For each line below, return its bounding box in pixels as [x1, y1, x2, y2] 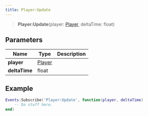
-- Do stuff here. [14, 102, 53, 107]
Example [5, 84, 33, 93]
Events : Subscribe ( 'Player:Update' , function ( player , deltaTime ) [5, 97, 143, 103]
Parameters [5, 36, 43, 44]
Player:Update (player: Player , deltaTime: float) [17, 21, 115, 27]
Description [57, 51, 86, 58]
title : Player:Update [5, 7, 51, 13]
